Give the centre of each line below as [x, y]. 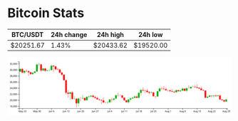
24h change [69, 35]
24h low [150, 35]
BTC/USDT [28, 35]
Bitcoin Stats [46, 13]
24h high [110, 35]
